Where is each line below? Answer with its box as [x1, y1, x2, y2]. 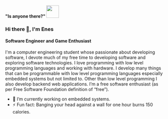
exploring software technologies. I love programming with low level [5, 59, 144, 65]
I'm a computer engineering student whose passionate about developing [5, 49, 155, 55]
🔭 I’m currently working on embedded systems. [12, 96, 110, 102]
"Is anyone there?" [5, 13, 46, 19]
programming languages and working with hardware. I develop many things [5, 65, 161, 71]
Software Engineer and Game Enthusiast [5, 38, 92, 44]
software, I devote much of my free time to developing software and [5, 54, 146, 60]
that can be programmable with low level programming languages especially [5, 70, 163, 76]
